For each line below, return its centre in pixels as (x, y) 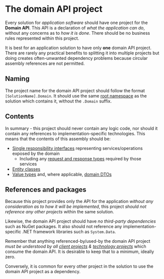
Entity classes (26, 169)
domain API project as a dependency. (43, 272)
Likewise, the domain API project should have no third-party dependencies (81, 221)
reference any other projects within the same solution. (59, 212)
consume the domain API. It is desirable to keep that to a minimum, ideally (80, 252)
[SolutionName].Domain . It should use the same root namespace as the (76, 96)
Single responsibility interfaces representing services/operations (77, 148)
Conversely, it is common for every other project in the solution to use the (79, 266)
